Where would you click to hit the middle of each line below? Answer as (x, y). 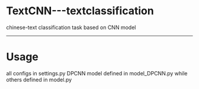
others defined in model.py (39, 80)
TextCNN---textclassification (80, 11)
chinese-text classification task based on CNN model (71, 27)
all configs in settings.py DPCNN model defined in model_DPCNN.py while (97, 73)
